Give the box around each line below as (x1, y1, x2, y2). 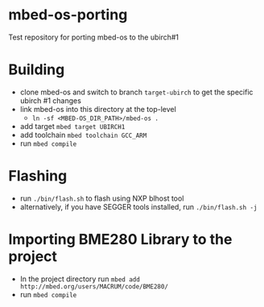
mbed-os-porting (8, 6, 128, 24)
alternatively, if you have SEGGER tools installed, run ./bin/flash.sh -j (19, 201, 258, 211)
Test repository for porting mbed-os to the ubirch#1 (8, 32, 179, 42)
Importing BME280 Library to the (8, 230, 233, 248)
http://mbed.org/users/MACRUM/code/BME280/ (19, 282, 169, 291)
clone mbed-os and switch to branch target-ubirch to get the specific (19, 87, 254, 97)
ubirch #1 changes (19, 95, 82, 106)
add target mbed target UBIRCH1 (19, 121, 126, 131)
